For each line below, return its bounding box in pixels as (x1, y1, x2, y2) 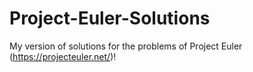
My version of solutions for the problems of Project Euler (9, 40, 243, 52)
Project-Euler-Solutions (9, 7, 211, 30)
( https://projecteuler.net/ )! (9, 50, 117, 62)
